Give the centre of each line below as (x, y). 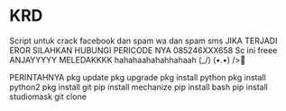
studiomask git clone (48, 97)
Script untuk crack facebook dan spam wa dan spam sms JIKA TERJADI (143, 41)
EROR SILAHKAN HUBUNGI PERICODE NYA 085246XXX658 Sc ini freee (143, 50)
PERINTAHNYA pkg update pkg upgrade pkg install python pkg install (138, 77)
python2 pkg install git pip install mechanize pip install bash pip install (138, 87)
